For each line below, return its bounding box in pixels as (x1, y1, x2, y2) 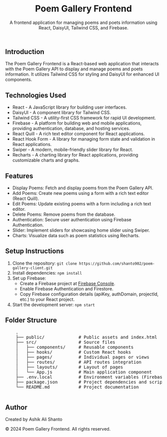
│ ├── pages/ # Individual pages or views (15, 354, 150, 360)
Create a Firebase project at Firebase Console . (19, 280, 115, 287)
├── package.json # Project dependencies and (15, 379, 147, 385)
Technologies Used (5, 91, 66, 100)
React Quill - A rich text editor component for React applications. (12, 131, 145, 137)
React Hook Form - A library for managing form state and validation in (12, 136, 156, 142)
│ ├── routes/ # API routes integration (15, 359, 142, 365)
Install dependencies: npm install (12, 270, 82, 276)
